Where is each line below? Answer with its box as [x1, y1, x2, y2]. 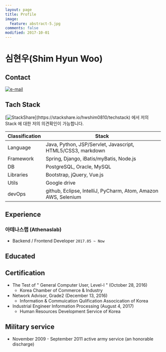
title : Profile [5, 12, 37, 17]
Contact [5, 73, 31, 82]
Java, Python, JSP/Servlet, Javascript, [45, 141, 134, 148]
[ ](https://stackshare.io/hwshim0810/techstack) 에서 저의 [5, 114, 149, 120]
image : [5, 16, 19, 21]
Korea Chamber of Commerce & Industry [19, 287, 103, 293]
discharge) [12, 341, 35, 347]
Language [7, 144, 31, 151]
